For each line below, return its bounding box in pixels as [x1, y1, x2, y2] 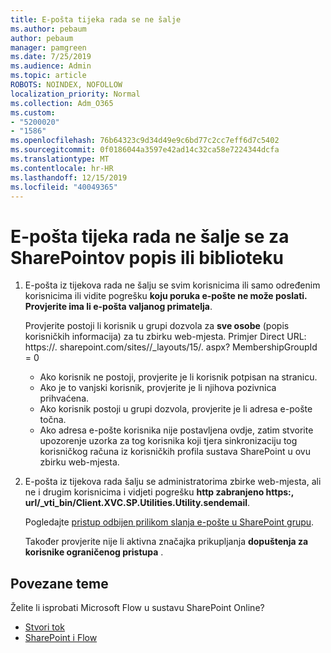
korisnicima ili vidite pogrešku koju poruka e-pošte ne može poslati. [24, 290, 308, 302]
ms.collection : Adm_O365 [10, 98, 114, 108]
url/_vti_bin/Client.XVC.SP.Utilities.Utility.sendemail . [24, 497, 251, 509]
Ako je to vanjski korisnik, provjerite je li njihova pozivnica [39, 382, 277, 394]
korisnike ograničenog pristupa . [24, 546, 164, 558]
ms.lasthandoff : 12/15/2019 [10, 172, 128, 183]
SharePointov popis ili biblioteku [10, 246, 284, 269]
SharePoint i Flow [24, 632, 98, 644]
